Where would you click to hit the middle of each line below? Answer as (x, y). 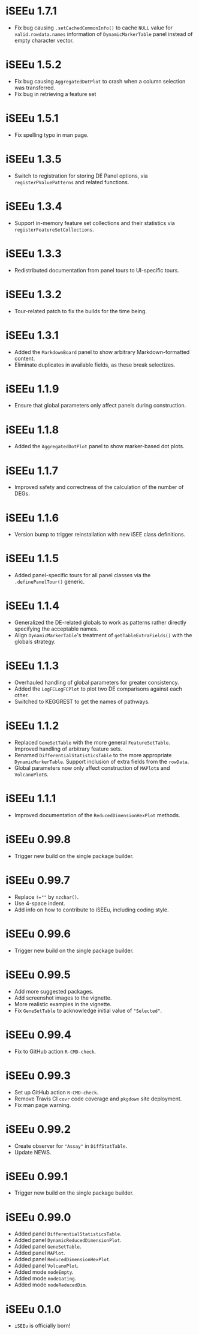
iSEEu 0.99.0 (38, 1217)
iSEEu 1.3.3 (34, 253)
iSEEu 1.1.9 (32, 389)
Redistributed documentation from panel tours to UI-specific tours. (97, 270)
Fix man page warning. (43, 1105)
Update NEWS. (33, 1152)
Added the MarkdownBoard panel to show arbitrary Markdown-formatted (102, 352)
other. (22, 695)
